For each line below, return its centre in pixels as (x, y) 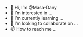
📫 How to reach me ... (33, 29)
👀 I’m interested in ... (31, 13)
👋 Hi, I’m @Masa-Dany (33, 8)
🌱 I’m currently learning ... (37, 18)
